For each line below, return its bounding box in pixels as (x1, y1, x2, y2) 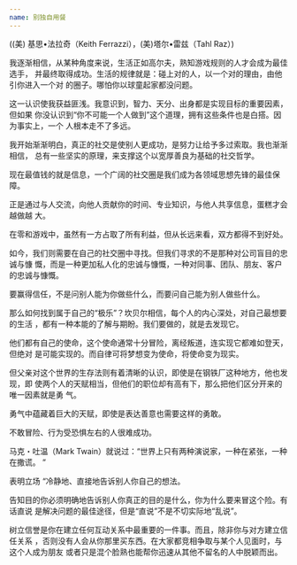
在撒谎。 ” (9, 457, 47, 468)
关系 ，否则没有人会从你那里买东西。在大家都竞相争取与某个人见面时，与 (16, 535, 283, 546)
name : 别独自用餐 (9, 12, 66, 22)
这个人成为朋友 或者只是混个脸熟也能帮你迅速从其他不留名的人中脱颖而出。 (9, 546, 283, 557)
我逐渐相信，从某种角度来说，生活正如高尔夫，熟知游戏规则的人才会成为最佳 (9, 57, 288, 67)
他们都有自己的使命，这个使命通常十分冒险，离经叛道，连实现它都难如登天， (9, 337, 288, 348)
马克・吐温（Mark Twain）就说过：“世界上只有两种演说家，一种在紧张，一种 (9, 445, 287, 456)
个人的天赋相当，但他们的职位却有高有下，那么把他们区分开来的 (49, 378, 283, 389)
